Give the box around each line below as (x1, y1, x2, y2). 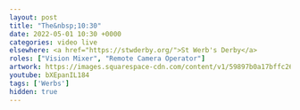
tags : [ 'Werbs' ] (9, 79, 70, 88)
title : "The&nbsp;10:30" (9, 21, 102, 30)
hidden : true (9, 87, 58, 96)
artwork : (9, 63, 42, 72)
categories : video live (9, 37, 98, 47)
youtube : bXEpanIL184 (9, 71, 90, 80)
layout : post (9, 12, 58, 22)
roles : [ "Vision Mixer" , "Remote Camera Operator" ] (9, 54, 205, 63)
